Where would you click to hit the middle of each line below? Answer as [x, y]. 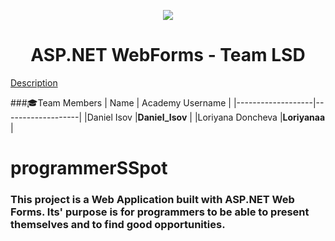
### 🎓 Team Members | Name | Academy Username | [121, 102]
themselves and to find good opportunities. [118, 225]
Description [34, 82]
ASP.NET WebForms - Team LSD [168, 55]
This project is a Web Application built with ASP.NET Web [152, 200]
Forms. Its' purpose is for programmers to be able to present [160, 212]
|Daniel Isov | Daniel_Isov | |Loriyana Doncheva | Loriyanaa [205, 117]
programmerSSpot [89, 168]
